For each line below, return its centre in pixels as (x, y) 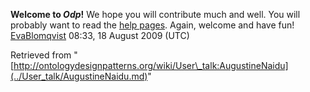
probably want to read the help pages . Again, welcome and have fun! (152, 25)
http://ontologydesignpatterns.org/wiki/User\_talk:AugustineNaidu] (151, 65)
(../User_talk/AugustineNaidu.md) (79, 76)
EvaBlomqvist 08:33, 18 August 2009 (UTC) (100, 35)
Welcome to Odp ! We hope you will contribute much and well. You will (155, 14)
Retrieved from (41, 55)
